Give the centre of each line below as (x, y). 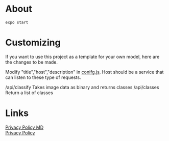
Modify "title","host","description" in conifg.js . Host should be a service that (84, 72)
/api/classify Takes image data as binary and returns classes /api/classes (82, 87)
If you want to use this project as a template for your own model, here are (82, 57)
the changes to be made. (31, 62)
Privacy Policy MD (25, 127)
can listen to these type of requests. (43, 77)
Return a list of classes (29, 93)
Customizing (33, 43)
